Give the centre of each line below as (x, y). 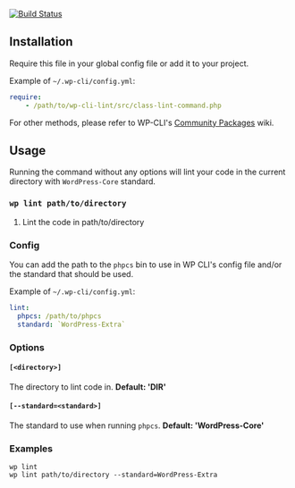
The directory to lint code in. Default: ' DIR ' (88, 387)
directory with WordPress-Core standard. (83, 181)
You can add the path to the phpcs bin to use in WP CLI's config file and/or (146, 265)
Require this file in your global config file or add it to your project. (129, 63)
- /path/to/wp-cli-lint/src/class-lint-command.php (123, 105)
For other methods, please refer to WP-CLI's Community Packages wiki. (142, 122)
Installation (41, 42)
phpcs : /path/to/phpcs (59, 316)
